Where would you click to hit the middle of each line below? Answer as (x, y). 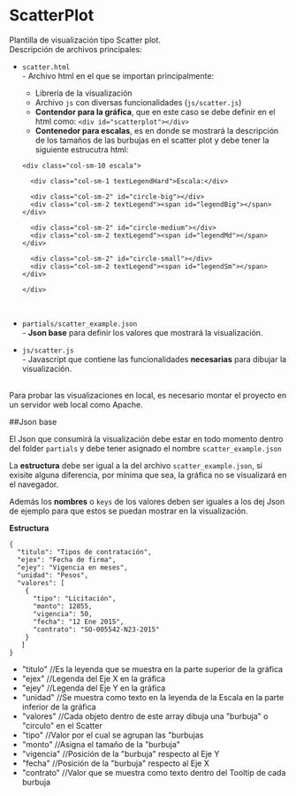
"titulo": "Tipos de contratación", (84, 552)
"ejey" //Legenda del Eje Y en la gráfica (94, 688)
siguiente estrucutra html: (82, 149)
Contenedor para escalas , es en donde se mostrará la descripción (157, 130)
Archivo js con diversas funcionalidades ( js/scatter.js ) (138, 102)
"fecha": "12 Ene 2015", (78, 622)
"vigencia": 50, (62, 614)
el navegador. (34, 484)
